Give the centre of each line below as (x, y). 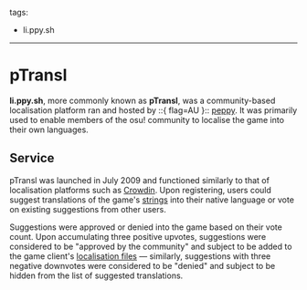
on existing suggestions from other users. (88, 209)
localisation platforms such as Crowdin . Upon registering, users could (141, 190)
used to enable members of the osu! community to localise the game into (147, 119)
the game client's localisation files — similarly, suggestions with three (140, 256)
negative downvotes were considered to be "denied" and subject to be (143, 265)
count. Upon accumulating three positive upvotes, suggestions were (138, 236)
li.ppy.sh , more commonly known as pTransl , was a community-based (143, 100)
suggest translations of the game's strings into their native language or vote (152, 200)
